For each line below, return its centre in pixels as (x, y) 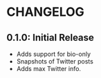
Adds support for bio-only (54, 54)
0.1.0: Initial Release (50, 38)
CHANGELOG (45, 12)
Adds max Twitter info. (48, 69)
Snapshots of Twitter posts (55, 61)
